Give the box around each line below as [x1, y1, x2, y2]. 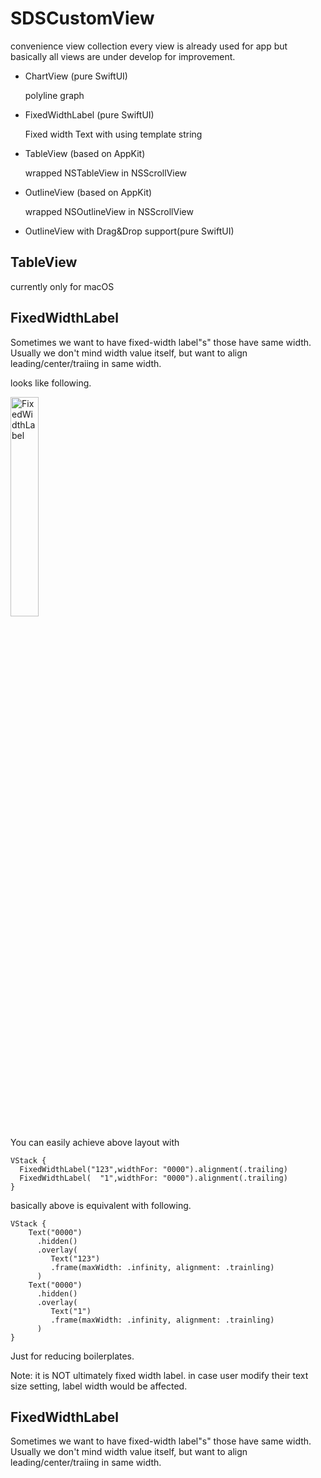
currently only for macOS [10, 280, 115, 292]
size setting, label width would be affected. [10, 1380, 188, 1392]
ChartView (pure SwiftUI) [24, 70, 128, 82]
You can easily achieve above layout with [10, 1136, 180, 1148]
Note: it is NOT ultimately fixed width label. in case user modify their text [10, 1369, 309, 1381]
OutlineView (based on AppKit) [24, 186, 153, 198]
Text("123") [50, 1253, 101, 1264]
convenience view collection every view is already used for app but [10, 40, 288, 52]
